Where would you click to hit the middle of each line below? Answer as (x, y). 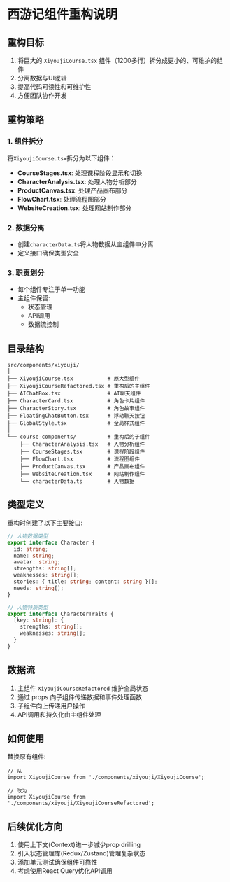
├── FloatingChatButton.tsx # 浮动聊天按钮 (76, 416)
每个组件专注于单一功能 (51, 289)
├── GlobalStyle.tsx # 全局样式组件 (76, 423)
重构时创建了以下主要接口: (45, 523)
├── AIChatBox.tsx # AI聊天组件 (74, 394)
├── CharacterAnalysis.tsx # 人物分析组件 (82, 444)
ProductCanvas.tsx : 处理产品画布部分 (72, 190)
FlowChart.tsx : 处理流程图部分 (62, 199)
